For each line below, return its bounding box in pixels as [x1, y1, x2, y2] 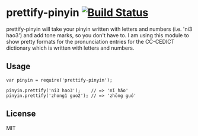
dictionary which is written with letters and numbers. [6, 44, 135, 51]
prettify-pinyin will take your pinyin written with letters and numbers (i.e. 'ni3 [6, 25, 193, 33]
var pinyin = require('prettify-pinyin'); [6, 77, 113, 83]
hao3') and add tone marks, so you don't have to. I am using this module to [6, 31, 190, 38]
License [6, 109, 36, 119]
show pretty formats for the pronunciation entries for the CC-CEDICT [6, 38, 175, 45]
